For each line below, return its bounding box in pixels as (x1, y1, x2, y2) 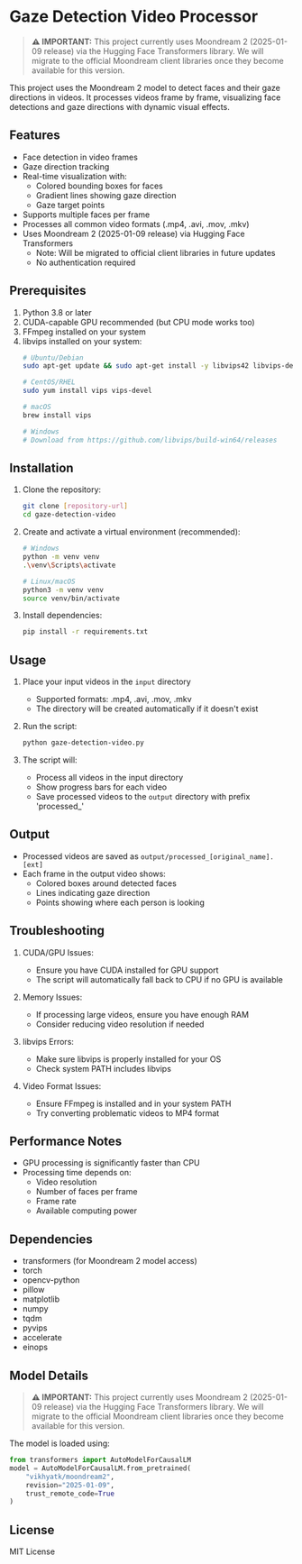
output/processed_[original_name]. (141, 852, 275, 862)
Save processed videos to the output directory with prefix (35, 791, 251, 801)
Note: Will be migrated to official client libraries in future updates (35, 247, 276, 258)
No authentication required (35, 257, 136, 268)
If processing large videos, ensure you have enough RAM (35, 1009, 250, 1020)
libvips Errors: (22, 1036, 75, 1047)
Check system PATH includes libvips (35, 1063, 171, 1074)
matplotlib (22, 1294, 60, 1304)
